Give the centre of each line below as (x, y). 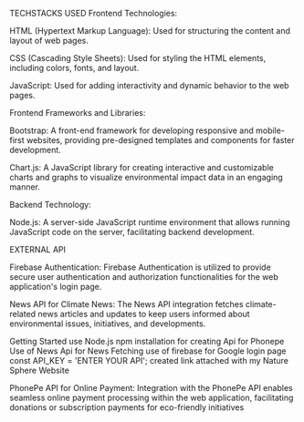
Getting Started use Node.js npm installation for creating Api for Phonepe (147, 341)
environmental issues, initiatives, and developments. (108, 324)
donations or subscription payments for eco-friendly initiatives (127, 407)
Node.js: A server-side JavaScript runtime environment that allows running (150, 222)
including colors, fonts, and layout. (74, 68)
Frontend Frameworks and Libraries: (78, 113)
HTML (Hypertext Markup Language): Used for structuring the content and (150, 31)
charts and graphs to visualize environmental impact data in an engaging (146, 177)
